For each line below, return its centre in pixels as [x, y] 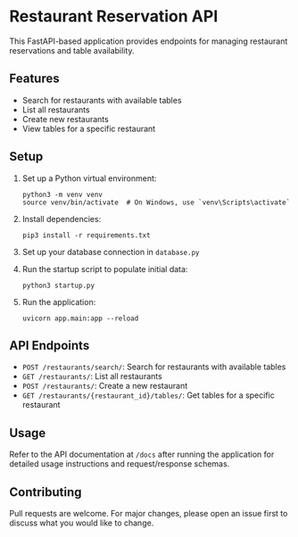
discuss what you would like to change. [82, 523]
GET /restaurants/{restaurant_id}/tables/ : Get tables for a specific [148, 395]
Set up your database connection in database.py [111, 252]
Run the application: [59, 302]
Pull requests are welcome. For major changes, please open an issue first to [149, 513]
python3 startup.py [58, 285]
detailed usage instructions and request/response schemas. [120, 464]
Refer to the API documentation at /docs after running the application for [142, 454]
